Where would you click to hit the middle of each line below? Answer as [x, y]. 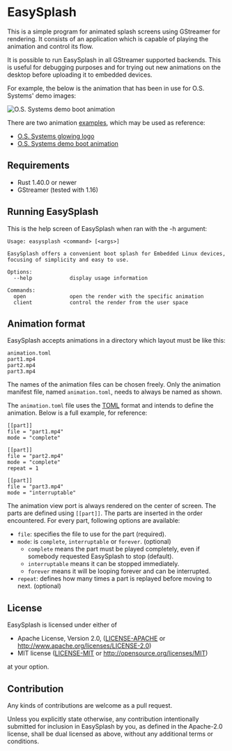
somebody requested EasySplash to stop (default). [101, 556]
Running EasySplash [53, 212]
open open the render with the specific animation [109, 296]
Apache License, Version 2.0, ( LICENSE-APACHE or [91, 639]
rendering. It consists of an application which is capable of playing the [108, 38]
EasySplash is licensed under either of [62, 625]
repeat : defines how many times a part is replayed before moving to [115, 579]
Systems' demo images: [42, 96]
